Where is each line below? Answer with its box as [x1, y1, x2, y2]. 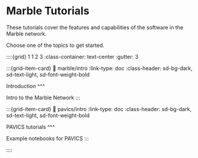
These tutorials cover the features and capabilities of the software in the [6, 24, 184, 31]
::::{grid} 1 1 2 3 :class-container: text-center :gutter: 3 [6, 53, 139, 60]
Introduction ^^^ [6, 82, 45, 90]
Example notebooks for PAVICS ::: [6, 135, 89, 142]
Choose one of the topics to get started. [6, 42, 104, 49]
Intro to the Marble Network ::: [6, 94, 81, 101]
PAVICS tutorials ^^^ [6, 123, 55, 130]
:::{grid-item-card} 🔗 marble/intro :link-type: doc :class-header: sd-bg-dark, [6, 64, 193, 72]
